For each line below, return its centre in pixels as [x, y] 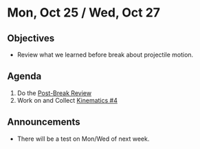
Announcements [44, 122]
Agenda [24, 76]
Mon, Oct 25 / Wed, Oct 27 [84, 13]
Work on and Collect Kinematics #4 [67, 100]
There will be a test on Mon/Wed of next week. [83, 139]
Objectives [31, 38]
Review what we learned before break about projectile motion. [105, 54]
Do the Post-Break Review [54, 93]
